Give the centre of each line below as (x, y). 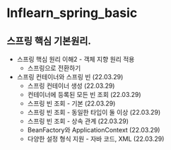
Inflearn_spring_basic (72, 13)
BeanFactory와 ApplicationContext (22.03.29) (94, 130)
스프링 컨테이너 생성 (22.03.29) (71, 86)
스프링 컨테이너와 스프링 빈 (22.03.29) (70, 77)
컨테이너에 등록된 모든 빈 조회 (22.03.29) (84, 94)
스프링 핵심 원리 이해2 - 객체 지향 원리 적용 (76, 59)
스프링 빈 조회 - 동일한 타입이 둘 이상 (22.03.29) (94, 112)
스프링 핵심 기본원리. (49, 41)
